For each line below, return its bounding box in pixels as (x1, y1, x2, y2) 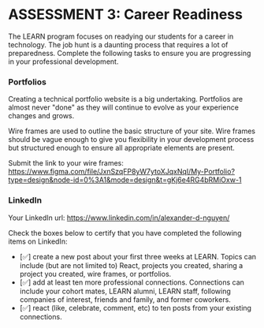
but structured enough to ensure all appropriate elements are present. (8, 143, 235, 153)
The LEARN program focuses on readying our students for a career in (8, 32, 234, 41)
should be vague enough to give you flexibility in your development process (8, 135, 255, 144)
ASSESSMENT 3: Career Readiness (8, 6, 243, 24)
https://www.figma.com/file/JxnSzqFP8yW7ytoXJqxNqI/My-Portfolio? (8, 167, 235, 177)
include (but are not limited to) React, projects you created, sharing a (19, 260, 244, 270)
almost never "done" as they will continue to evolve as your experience (8, 102, 239, 112)
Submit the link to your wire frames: (8, 158, 125, 168)
